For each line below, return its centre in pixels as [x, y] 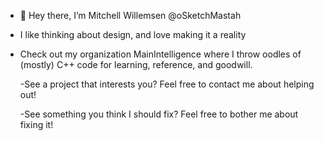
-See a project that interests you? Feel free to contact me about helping [167, 84]
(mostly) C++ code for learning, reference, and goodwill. [136, 64]
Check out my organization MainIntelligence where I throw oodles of [160, 54]
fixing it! [36, 124]
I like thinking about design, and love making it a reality [133, 34]
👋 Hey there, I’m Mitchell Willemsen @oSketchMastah [130, 15]
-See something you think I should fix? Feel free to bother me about [159, 114]
